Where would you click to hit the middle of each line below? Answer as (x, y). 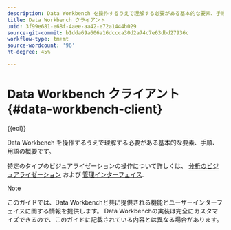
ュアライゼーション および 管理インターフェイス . (76, 174)
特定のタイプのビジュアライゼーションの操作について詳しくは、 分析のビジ (113, 165)
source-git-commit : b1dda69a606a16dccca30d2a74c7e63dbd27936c (98, 33)
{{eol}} (16, 128)
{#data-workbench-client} (85, 109)
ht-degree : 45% (29, 52)
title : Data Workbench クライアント (56, 20)
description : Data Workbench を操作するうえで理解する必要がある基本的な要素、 (112, 13)
